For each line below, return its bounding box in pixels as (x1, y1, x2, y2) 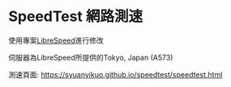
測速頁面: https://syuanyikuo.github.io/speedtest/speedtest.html (8, 69, 223, 79)
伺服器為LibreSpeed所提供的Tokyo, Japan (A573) (8, 52, 173, 62)
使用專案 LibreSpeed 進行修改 (8, 35, 104, 45)
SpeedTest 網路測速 (8, 7, 143, 26)
